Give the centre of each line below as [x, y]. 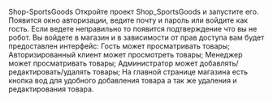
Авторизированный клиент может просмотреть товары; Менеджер [126, 55]
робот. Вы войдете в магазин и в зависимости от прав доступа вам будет [136, 37]
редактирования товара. [51, 89]
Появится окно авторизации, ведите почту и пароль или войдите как [128, 20]
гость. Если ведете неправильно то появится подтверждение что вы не [133, 29]
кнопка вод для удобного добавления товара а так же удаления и [123, 81]
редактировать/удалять [50, 72]
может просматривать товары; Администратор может [103, 63]
